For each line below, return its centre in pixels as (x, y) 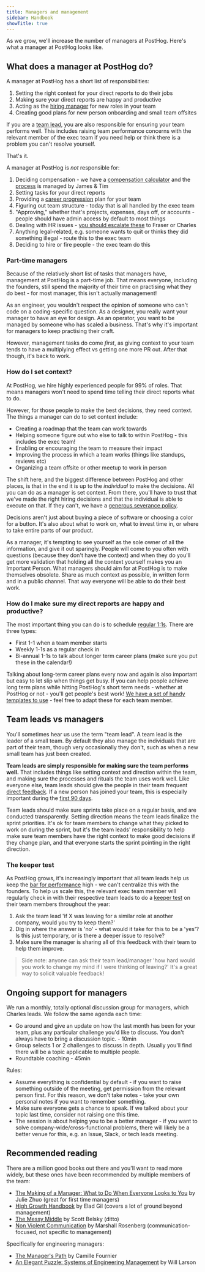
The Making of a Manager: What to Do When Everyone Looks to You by (105, 1193)
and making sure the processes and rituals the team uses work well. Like (98, 779)
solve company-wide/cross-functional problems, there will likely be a (102, 1128)
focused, (26, 1232)
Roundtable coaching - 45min (53, 1058)
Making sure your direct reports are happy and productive (88, 100)
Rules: (14, 1070)
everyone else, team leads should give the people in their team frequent (97, 785)
